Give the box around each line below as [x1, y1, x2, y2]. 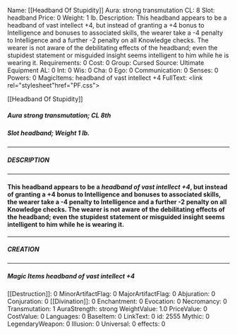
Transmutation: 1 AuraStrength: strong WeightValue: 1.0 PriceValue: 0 [7, 305, 208, 313]
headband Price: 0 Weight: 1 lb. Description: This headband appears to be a [7, 13, 227, 22]
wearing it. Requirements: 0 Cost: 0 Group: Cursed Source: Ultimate [7, 59, 205, 66]
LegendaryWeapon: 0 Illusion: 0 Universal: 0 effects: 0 [7, 319, 166, 328]
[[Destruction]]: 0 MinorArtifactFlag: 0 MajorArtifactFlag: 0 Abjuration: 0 [7, 290, 216, 298]
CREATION [7, 245, 40, 254]
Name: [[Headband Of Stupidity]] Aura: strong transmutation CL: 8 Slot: [7, 6, 215, 14]
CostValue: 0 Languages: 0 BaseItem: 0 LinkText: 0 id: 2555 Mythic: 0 [7, 312, 210, 321]
